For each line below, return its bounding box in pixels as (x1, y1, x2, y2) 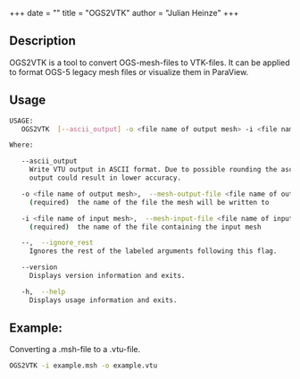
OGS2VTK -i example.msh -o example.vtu (9, 361, 158, 370)
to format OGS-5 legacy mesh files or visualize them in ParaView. (9, 66, 249, 77)
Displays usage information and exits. (29, 295, 178, 305)
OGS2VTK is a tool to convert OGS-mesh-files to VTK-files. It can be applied (9, 57, 290, 68)
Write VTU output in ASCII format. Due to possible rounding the (29, 165, 278, 174)
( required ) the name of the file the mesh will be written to (29, 198, 270, 206)
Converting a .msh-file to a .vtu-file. (9, 344, 141, 355)
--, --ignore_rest (21, 239, 94, 248)
